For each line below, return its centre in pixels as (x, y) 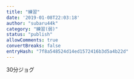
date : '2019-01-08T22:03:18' (43, 18)
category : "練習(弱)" (32, 29)
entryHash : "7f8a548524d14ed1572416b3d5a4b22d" (68, 52)
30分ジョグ (20, 69)
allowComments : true (32, 40)
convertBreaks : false (34, 46)
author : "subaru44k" (32, 23)
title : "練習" (23, 12)
